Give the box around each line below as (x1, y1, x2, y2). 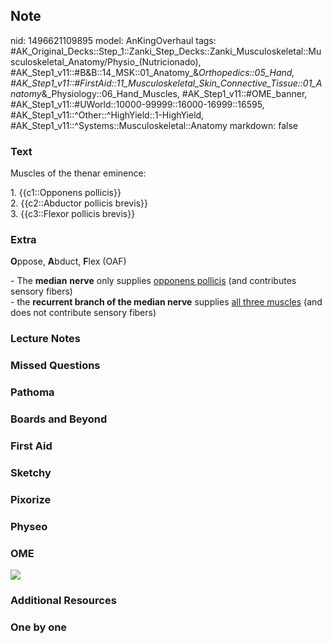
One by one (10, 620, 68, 634)
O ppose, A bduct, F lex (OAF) (10, 255, 127, 268)
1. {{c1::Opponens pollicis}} (10, 187, 122, 199)
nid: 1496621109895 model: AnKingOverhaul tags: (10, 34, 217, 46)
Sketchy (10, 465, 52, 479)
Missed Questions (10, 359, 101, 373)
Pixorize (10, 492, 52, 506)
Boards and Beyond (10, 412, 108, 426)
